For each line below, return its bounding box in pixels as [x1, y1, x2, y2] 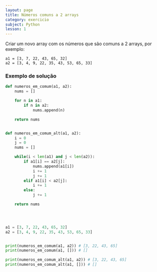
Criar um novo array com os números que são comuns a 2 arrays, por [5, 41, 152, 47]
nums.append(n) [32, 107, 65, 113]
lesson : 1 [5, 27, 27, 32]
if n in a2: [24, 103, 50, 108]
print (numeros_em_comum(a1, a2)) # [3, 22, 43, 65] [5, 243, 118, 248]
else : [24, 188, 36, 193]
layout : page [5, 7, 33, 13]
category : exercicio [5, 17, 50, 22]
